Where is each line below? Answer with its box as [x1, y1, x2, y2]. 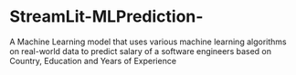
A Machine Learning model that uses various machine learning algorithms [9, 36, 287, 47]
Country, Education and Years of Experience [9, 55, 176, 66]
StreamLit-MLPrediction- [9, 6, 204, 27]
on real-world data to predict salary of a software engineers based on [9, 45, 272, 56]
